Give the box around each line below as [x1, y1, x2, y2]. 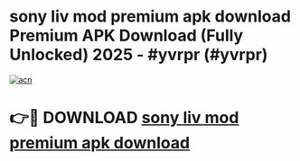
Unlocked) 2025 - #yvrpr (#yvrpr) [9, 45, 268, 65]
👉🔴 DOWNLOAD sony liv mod [9, 108, 239, 128]
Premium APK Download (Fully [9, 25, 244, 46]
